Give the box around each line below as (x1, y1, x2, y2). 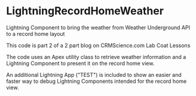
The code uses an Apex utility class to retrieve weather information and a (6, 53, 186, 60)
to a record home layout (6, 30, 65, 37)
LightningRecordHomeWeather (6, 4, 164, 18)
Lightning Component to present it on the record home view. (6, 60, 155, 67)
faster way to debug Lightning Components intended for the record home (6, 78, 187, 85)
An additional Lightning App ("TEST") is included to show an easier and (6, 71, 182, 78)
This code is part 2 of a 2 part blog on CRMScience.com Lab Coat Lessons (6, 42, 191, 49)
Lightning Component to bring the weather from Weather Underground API (6, 24, 190, 31)
